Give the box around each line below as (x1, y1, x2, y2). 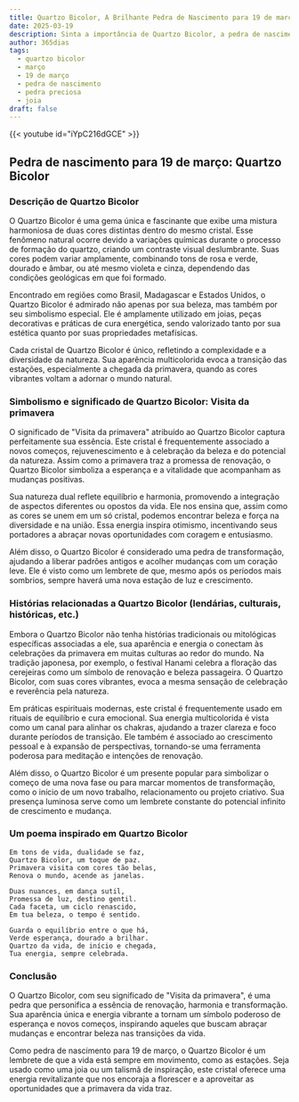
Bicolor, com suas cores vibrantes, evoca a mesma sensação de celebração (9, 676, 288, 687)
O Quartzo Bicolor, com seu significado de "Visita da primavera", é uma (9, 991, 271, 1001)
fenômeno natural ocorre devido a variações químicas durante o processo (9, 234, 281, 245)
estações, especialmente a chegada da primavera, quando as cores (9, 363, 258, 374)
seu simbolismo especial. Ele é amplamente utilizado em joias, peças (9, 308, 263, 319)
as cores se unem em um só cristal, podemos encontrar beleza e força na (9, 510, 279, 522)
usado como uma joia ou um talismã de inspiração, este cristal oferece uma (9, 1065, 287, 1075)
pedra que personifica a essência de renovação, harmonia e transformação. (9, 999, 288, 1010)
